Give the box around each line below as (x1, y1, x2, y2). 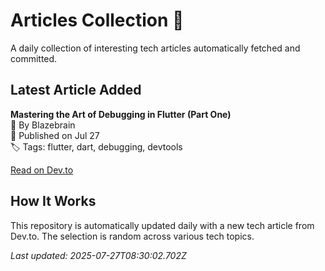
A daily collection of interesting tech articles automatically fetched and (10, 42, 301, 54)
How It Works (10, 193, 97, 210)
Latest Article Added (10, 82, 142, 99)
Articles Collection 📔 (10, 9, 185, 32)
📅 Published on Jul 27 (10, 129, 100, 141)
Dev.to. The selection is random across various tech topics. (10, 230, 255, 242)
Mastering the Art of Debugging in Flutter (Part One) (10, 108, 232, 120)
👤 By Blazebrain (10, 119, 76, 131)
